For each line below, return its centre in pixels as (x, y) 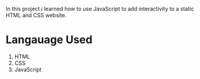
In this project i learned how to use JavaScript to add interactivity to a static (100, 9)
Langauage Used (49, 40)
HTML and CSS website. (36, 15)
